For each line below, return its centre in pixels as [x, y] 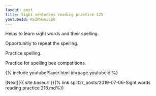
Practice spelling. [23, 53]
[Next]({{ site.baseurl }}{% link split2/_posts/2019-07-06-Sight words [78, 83]
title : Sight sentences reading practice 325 [54, 15]
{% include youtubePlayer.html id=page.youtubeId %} [62, 73]
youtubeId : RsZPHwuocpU [30, 19]
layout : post [19, 10]
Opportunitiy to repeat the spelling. [42, 43]
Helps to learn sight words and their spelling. [52, 34]
